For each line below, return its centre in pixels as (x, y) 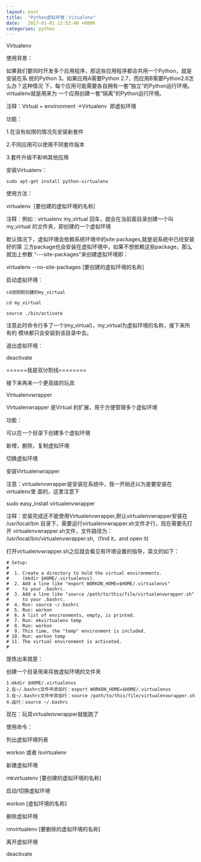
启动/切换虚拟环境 (28, 791)
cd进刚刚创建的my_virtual (36, 292)
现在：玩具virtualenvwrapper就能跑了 (52, 714)
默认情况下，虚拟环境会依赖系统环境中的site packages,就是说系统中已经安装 (100, 239)
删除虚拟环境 (22, 816)
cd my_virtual (24, 303)
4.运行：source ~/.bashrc (37, 702)
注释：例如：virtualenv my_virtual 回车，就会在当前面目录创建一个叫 (90, 219)
